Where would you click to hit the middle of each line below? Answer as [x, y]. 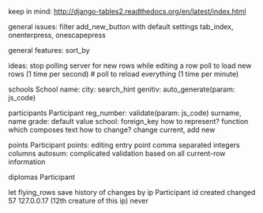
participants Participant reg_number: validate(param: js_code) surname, [125, 113]
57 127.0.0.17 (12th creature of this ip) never [78, 201]
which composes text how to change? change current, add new [112, 130]
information [27, 162]
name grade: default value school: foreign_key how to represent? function [128, 121]
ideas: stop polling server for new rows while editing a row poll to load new [130, 65]
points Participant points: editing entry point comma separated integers [124, 145]
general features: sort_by [49, 50]
